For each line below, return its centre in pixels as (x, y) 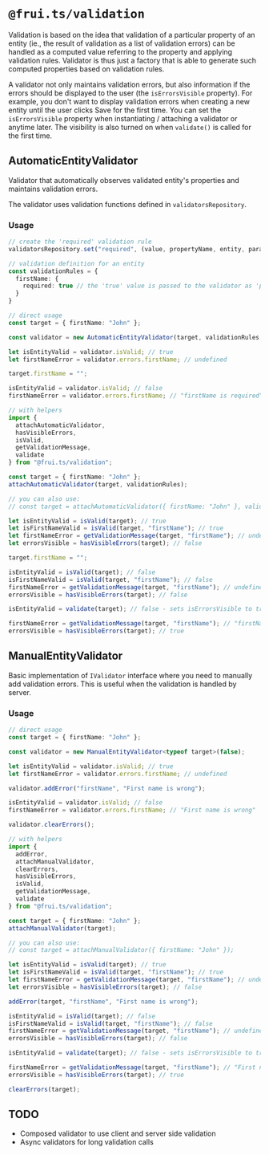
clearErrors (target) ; (44, 1089)
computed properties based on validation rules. (86, 69)
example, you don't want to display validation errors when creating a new (129, 101)
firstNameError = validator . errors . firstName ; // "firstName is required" (136, 396)
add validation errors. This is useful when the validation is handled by (122, 684)
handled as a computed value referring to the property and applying (120, 51)
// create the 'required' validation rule (80, 242)
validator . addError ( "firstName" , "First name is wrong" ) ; (107, 788)
